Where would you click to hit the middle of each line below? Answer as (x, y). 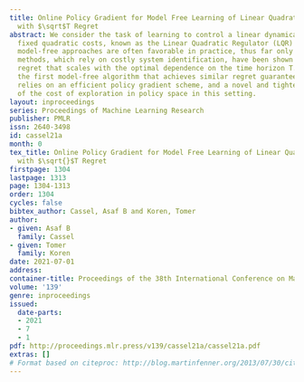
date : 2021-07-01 (42, 262)
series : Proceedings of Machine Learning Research (107, 110)
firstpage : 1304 (40, 169)
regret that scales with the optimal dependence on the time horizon (151, 69)
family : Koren (44, 253)
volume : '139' (36, 287)
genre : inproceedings (50, 295)
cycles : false (36, 203)
